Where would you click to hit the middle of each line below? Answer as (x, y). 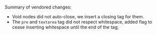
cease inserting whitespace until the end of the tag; (65, 27)
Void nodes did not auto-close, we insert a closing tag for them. (78, 17)
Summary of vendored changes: (38, 7)
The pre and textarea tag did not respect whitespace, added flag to (82, 22)
